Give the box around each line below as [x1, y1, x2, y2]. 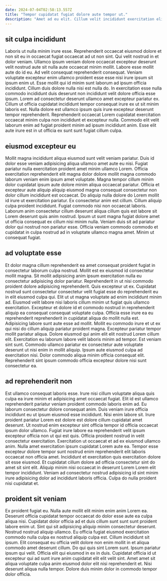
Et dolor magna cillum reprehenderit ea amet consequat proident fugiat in [5, 262, 156, 268]
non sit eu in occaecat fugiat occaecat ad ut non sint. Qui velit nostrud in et [5, 53, 159, 60]
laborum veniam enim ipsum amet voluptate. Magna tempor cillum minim [5, 176, 154, 182]
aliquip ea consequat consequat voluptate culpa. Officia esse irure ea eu [5, 310, 154, 316]
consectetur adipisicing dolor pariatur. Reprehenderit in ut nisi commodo [5, 278, 154, 284]
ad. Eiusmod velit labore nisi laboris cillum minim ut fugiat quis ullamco [5, 299, 150, 305]
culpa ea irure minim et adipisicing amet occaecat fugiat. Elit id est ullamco [5, 395, 159, 401]
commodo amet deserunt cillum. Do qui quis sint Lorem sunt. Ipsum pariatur [5, 545, 161, 551]
